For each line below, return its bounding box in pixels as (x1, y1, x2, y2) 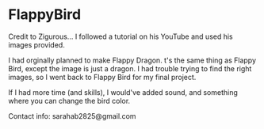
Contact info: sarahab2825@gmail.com (8, 111, 136, 120)
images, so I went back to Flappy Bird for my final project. (8, 72, 197, 82)
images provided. (8, 40, 65, 49)
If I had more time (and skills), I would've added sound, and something (8, 87, 238, 97)
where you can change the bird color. (8, 96, 131, 105)
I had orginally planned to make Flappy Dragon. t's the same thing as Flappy (8, 55, 256, 65)
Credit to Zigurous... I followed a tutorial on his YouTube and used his (8, 32, 234, 41)
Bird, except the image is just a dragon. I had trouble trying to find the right (8, 63, 252, 73)
